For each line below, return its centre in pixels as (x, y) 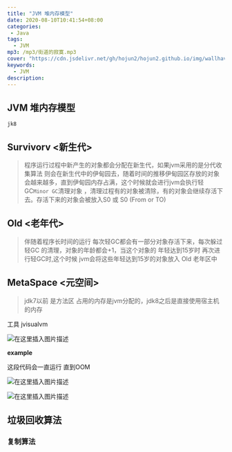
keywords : (21, 65)
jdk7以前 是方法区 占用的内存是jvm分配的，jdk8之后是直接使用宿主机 (122, 300)
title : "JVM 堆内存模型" (40, 13)
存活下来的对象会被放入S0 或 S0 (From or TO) (101, 199)
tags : (15, 39)
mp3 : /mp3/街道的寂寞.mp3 (42, 53)
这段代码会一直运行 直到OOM (49, 367)
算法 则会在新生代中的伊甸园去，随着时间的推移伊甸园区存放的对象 (125, 173)
